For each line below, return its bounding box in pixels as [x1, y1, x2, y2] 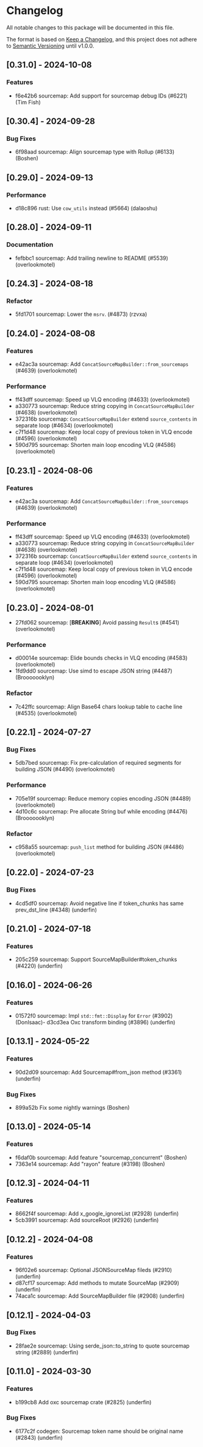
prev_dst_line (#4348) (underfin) [15, 906, 98, 913]
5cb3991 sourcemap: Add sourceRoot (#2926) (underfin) [15, 1217, 159, 1224]
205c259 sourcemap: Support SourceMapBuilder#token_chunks [15, 956, 177, 963]
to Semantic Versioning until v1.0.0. [6, 42, 94, 49]
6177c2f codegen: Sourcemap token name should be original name [15, 1427, 184, 1435]
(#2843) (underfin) [15, 1434, 63, 1441]
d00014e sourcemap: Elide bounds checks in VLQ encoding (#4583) [15, 654, 188, 662]
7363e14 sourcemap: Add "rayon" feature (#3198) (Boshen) [15, 1160, 166, 1168]
